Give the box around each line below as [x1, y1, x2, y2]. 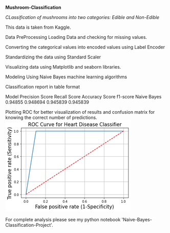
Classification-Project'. [5, 222, 53, 228]
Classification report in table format [5, 84, 80, 90]
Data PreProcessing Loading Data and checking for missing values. [5, 34, 147, 40]
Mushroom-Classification [5, 5, 61, 10]
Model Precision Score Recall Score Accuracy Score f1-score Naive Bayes [5, 94, 162, 99]
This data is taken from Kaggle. [5, 24, 71, 30]
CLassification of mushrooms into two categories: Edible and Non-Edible [5, 14, 160, 20]
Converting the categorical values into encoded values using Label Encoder [5, 44, 165, 50]
